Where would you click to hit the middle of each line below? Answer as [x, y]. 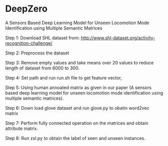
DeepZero [26, 9]
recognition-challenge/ [29, 43]
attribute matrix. [22, 128]
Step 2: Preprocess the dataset [37, 53]
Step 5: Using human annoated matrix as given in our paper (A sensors [78, 87]
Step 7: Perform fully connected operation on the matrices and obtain [77, 123]
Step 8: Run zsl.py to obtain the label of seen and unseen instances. [75, 138]
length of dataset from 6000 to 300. [42, 68]
